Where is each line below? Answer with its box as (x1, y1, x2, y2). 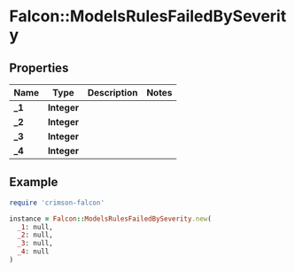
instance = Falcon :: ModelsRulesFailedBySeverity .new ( (9, 214, 213, 223)
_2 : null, (17, 230, 53, 240)
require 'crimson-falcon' (9, 198, 105, 207)
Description (87, 87, 138, 98)
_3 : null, (17, 239, 53, 248)
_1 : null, (17, 222, 53, 231)
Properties (9, 60, 69, 75)
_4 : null (17, 247, 50, 256)
